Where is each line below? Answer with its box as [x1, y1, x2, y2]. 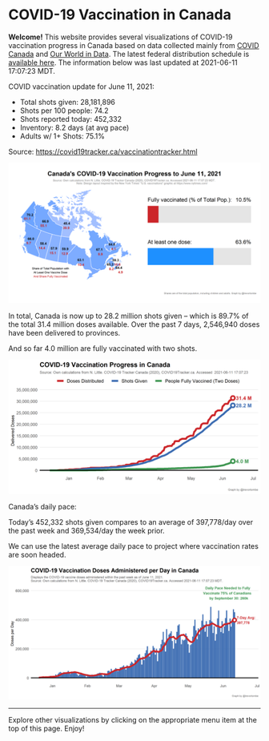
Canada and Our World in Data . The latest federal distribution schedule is [8, 49, 250, 58]
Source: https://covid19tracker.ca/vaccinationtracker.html [8, 147, 198, 156]
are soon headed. [8, 550, 66, 560]
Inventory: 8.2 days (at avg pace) [19, 123, 130, 132]
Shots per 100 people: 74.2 [19, 106, 109, 115]
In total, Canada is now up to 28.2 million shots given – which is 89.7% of [8, 311, 249, 320]
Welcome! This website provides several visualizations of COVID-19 [8, 32, 233, 42]
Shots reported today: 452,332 [19, 114, 122, 123]
